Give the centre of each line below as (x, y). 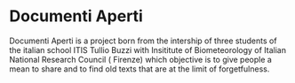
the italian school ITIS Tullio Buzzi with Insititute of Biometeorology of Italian (148, 49)
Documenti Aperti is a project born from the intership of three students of (143, 41)
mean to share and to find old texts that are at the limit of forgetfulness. (140, 69)
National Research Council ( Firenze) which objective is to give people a (141, 59)
